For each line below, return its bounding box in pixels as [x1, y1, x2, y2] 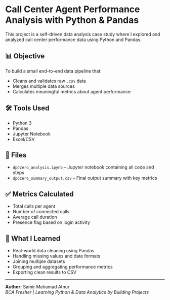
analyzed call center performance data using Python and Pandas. [5, 37, 142, 43]
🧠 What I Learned [5, 234, 61, 243]
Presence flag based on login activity [12, 219, 90, 225]
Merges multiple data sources [12, 83, 75, 89]
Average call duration [12, 214, 57, 220]
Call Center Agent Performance [5, 4, 140, 15]
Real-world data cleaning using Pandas [12, 248, 95, 253]
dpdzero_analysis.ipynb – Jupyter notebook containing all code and [12, 164, 154, 171]
